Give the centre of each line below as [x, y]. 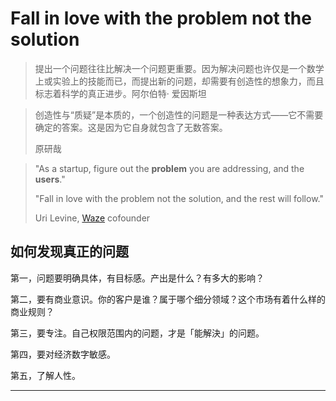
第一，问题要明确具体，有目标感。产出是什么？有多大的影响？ [137, 278]
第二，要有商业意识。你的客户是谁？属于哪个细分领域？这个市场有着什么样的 [168, 299]
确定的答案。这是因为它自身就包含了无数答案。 [131, 127]
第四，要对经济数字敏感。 [63, 354]
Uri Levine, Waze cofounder [92, 218]
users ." [50, 179]
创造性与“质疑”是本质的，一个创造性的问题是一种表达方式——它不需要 [179, 114]
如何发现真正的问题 [69, 252]
